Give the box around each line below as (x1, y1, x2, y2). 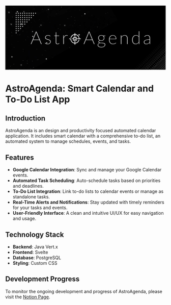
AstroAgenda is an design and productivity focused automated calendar (5, 128, 156, 134)
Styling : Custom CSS (12, 260, 58, 266)
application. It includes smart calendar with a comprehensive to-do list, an (5, 133, 161, 139)
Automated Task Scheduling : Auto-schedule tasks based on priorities (12, 177, 161, 184)
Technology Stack (5, 230, 64, 239)
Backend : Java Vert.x (12, 243, 59, 250)
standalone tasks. (12, 194, 50, 200)
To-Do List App (5, 94, 70, 105)
